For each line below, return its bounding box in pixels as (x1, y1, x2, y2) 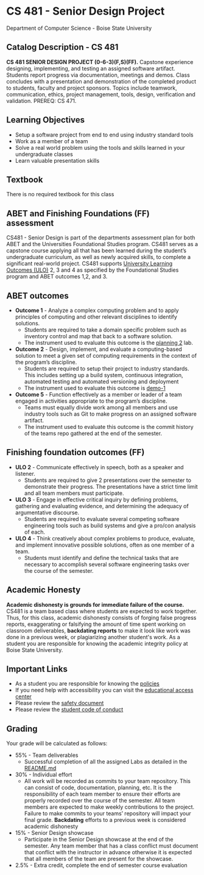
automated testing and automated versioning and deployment (24, 378, 179, 385)
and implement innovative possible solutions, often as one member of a (15, 541, 195, 548)
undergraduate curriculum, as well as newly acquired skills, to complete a (6, 253, 191, 261)
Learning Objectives (6, 115, 85, 126)
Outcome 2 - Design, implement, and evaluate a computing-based (15, 345, 183, 353)
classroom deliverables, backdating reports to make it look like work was (6, 626, 191, 634)
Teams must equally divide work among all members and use (24, 404, 178, 411)
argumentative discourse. (15, 509, 80, 516)
